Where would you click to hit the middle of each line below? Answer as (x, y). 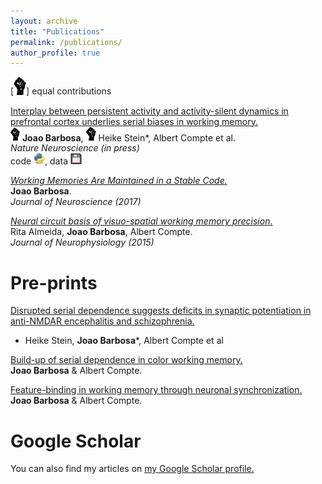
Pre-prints (54, 282)
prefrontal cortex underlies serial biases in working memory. (134, 121)
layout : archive (44, 21)
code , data (39, 161)
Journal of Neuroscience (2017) (76, 202)
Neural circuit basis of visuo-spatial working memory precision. (141, 221)
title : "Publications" (57, 31)
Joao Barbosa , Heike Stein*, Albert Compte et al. (128, 137)
